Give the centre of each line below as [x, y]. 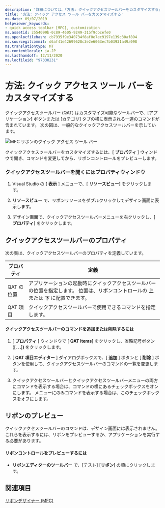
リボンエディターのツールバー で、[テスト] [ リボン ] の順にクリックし [82, 465]
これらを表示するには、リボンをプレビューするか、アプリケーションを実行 [80, 435]
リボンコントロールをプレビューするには [46, 453]
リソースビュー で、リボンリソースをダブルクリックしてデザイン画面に [83, 200]
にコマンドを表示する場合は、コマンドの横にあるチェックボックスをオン [85, 386]
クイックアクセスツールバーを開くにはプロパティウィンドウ [75, 172]
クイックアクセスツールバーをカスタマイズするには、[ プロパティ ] [72, 152]
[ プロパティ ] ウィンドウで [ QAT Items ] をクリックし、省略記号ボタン [83, 341]
